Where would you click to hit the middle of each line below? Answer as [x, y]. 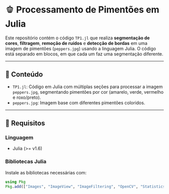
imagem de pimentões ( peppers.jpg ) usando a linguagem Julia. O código [81, 48]
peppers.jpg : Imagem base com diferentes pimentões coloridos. [79, 103]
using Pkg [16, 182]
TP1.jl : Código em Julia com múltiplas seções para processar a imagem [88, 87]
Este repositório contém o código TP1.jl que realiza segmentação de [77, 38]
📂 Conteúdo [24, 74]
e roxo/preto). [27, 97]
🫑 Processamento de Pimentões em [82, 10]
